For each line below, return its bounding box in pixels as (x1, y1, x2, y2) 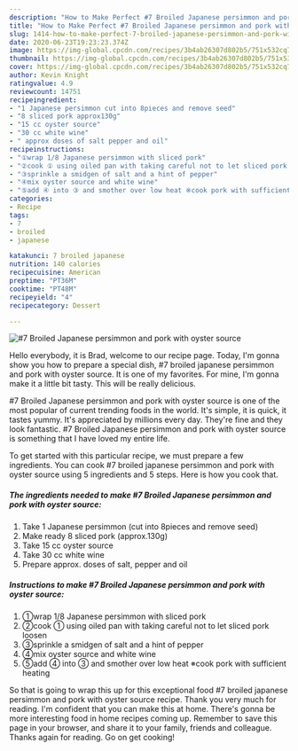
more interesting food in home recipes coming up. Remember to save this (9, 713, 278, 724)
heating (21, 668, 51, 678)
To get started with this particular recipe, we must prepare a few (9, 450, 244, 461)
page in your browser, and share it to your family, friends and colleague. (9, 723, 272, 733)
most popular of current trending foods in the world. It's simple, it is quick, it (9, 405, 286, 416)
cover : (9, 63, 34, 72)
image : (9, 46, 34, 55)
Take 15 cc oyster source (21, 540, 114, 551)
